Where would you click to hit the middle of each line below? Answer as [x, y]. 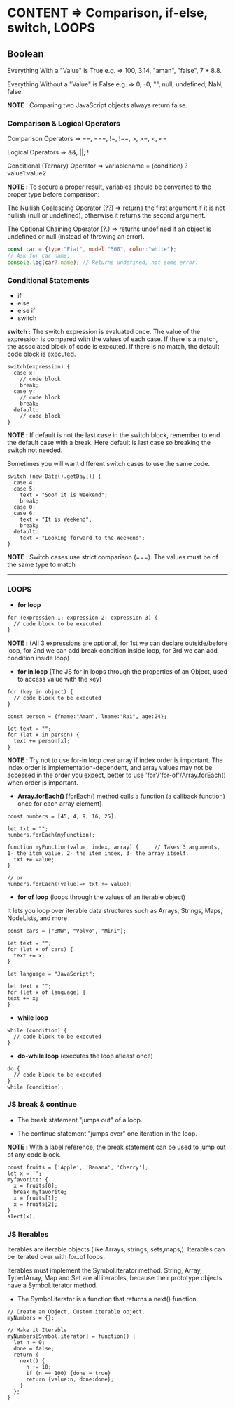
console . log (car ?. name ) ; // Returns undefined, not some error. [103, 263]
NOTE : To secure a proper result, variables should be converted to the [109, 187]
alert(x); [22, 1216]
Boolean [26, 54]
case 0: [25, 507]
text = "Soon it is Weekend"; [64, 495]
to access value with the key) [59, 679]
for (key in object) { [40, 692]
